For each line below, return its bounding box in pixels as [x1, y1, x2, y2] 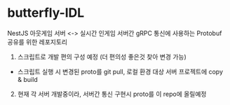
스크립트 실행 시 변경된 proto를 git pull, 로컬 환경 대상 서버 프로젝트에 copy [17, 67, 223, 76]
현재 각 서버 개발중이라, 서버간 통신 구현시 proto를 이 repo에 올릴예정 [17, 90, 207, 98]
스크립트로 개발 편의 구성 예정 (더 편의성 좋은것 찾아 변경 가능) [17, 52, 187, 61]
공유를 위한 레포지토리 [7, 37, 68, 46]
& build [17, 75, 38, 83]
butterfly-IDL [7, 5, 85, 21]
